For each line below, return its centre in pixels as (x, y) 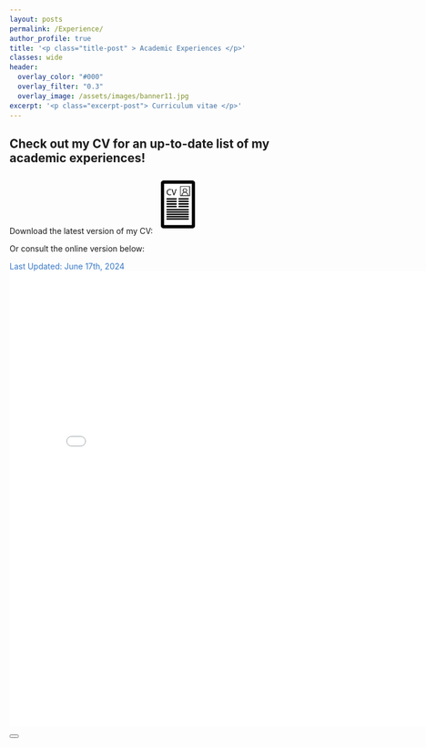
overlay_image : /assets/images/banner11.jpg (103, 96)
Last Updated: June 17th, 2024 (67, 266)
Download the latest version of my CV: (81, 230)
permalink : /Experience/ (56, 29)
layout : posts (36, 19)
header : (24, 67)
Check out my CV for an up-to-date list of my (140, 143)
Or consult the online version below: (77, 248)
